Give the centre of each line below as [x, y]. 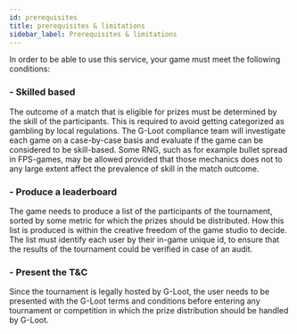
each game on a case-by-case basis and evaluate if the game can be [136, 140]
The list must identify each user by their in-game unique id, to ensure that [144, 239]
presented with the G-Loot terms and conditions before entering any [135, 301]
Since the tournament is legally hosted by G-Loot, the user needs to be [140, 292]
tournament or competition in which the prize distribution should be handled [149, 311]
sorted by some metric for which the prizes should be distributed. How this [147, 221]
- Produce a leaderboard [63, 191]
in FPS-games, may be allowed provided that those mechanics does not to [146, 159]
